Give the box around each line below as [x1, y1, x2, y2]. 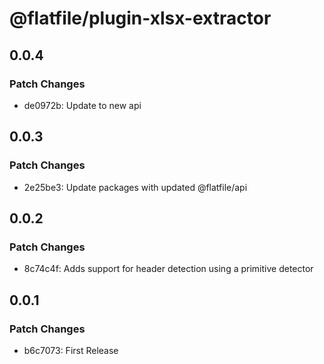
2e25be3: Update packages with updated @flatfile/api [23, 181, 248, 193]
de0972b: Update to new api [23, 99, 142, 111]
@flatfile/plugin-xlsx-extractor [9, 7, 272, 30]
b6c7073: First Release [23, 344, 119, 356]
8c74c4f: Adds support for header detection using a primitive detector [23, 263, 314, 275]
